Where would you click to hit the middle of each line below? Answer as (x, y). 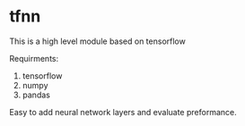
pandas (36, 95)
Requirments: (34, 58)
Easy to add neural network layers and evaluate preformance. (123, 112)
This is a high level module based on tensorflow (97, 41)
